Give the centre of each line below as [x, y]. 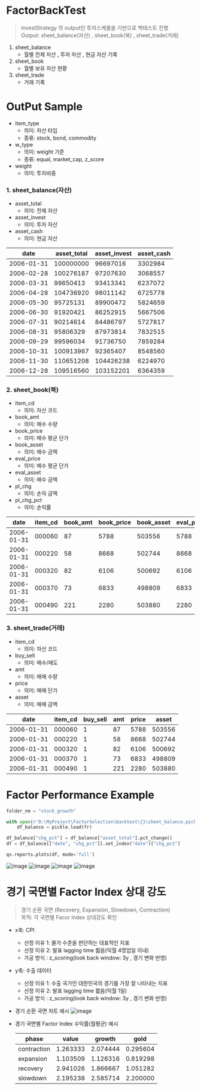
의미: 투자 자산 [41, 225]
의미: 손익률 [37, 508]
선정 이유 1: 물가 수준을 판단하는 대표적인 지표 [77, 943]
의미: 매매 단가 [41, 690]
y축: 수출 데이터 [33, 970]
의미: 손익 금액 [41, 493]
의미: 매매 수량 [41, 676]
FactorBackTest [46, 10]
